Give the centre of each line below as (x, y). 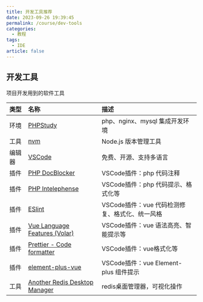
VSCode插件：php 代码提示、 (144, 184)
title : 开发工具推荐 (29, 12)
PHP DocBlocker (52, 173)
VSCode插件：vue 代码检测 (141, 205)
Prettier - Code (50, 244)
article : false (25, 51)
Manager (41, 289)
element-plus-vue (55, 267)
